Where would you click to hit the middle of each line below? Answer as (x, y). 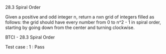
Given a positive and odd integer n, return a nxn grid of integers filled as (80, 17)
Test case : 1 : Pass (25, 47)
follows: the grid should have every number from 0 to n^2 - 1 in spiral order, (83, 22)
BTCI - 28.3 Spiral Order (30, 37)
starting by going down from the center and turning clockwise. (70, 27)
